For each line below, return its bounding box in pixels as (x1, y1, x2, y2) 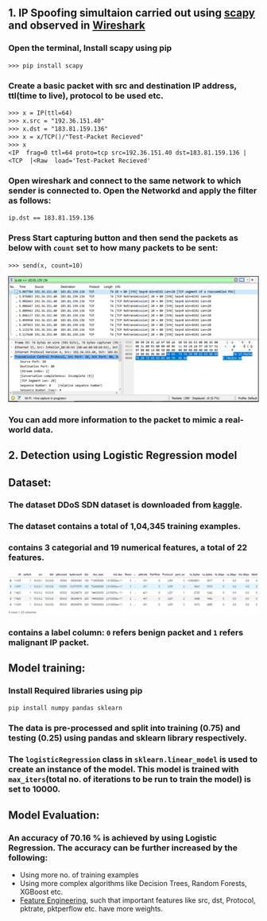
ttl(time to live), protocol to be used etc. (8, 90, 164, 101)
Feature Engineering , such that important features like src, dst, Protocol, (19, 895, 256, 905)
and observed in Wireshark (8, 19, 145, 33)
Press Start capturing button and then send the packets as (8, 232, 238, 243)
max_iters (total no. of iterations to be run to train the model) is (8, 774, 252, 785)
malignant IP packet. (8, 636, 90, 647)
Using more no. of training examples (19, 870, 139, 880)
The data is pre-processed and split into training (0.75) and (8, 723, 241, 734)
